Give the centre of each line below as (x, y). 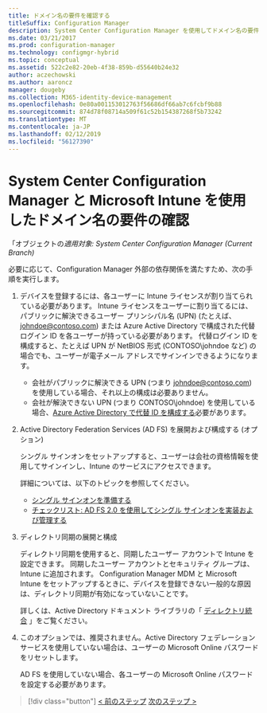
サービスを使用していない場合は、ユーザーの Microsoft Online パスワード (139, 648)
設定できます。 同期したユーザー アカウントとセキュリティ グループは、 (137, 564)
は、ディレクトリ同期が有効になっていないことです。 (106, 594)
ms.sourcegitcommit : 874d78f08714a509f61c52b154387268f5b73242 (115, 112)
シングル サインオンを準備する (81, 500)
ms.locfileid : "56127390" (51, 141)
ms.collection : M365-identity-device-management (90, 97)
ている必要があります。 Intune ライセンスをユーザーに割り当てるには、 (136, 306)
